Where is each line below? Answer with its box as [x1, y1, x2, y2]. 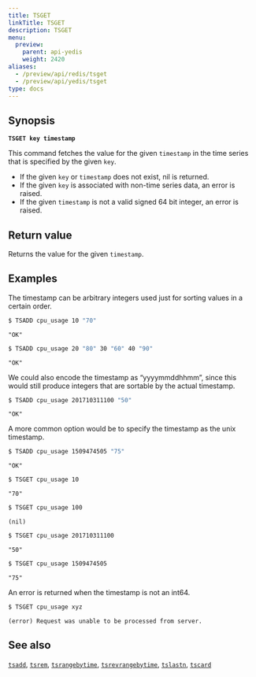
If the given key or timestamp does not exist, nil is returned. [19, 172, 210, 182]
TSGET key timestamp [8, 135, 76, 142]
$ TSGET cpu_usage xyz [8, 603, 83, 611]
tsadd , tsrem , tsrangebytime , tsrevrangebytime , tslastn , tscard [8, 659, 212, 669]
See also [8, 638, 51, 652]
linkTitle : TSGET [8, 19, 65, 27]
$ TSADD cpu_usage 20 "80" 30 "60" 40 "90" [8, 344, 154, 353]
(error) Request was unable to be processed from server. [8, 617, 202, 625]
